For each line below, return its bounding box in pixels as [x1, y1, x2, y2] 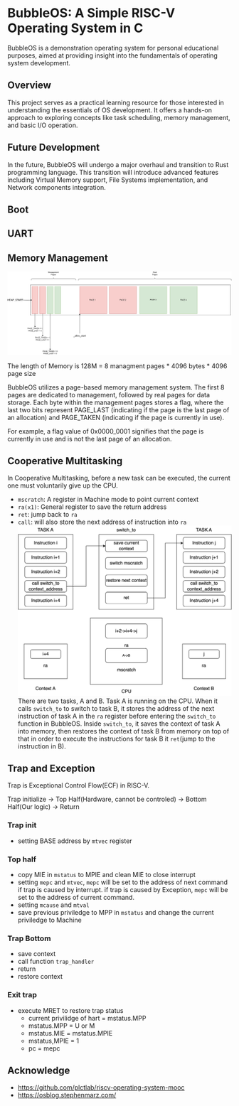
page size [7, 369, 36, 377]
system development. [7, 58, 71, 67]
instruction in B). [17, 741, 66, 751]
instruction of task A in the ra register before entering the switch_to [17, 712, 216, 720]
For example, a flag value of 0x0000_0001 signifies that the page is [7, 426, 204, 435]
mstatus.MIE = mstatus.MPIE [28, 1029, 113, 1037]
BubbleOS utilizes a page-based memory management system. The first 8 [7, 382, 225, 392]
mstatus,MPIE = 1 [28, 1036, 80, 1045]
